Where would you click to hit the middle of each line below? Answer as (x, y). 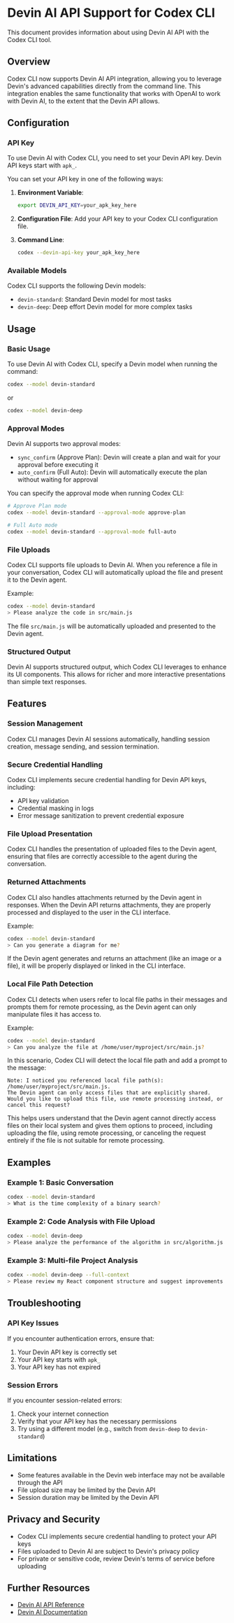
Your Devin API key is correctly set (67, 1352)
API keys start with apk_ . (42, 165)
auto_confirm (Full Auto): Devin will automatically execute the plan (112, 472)
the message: (27, 1068)
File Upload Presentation (50, 833)
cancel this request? (39, 1105)
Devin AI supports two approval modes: (64, 444)
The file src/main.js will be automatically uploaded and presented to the (112, 626)
